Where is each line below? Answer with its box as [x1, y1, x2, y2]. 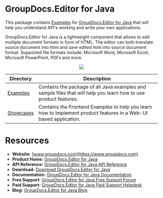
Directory [9, 75, 32, 82]
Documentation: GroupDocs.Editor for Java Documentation [12, 171, 132, 178]
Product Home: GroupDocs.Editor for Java [12, 156, 98, 162]
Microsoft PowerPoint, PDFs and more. [5, 54, 82, 60]
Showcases [7, 109, 34, 116]
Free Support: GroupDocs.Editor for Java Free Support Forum [12, 177, 136, 182]
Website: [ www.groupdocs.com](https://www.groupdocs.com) [12, 151, 138, 157]
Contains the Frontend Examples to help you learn [38, 103, 152, 110]
